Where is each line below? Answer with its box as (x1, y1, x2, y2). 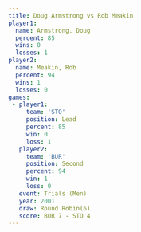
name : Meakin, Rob (15, 64, 77, 72)
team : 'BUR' (25, 152, 66, 160)
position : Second (25, 160, 84, 168)
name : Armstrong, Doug (15, 26, 91, 34)
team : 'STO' (25, 108, 66, 116)
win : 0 (25, 130, 48, 138)
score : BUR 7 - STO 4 (18, 212, 91, 220)
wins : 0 (15, 41, 41, 49)
